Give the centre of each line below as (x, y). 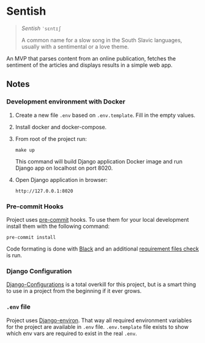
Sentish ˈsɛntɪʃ (41, 28)
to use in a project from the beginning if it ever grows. (74, 291)
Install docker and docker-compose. (61, 127)
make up (25, 150)
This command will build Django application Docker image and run (99, 161)
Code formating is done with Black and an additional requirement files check (102, 249)
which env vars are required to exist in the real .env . (72, 333)
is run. (14, 255)
